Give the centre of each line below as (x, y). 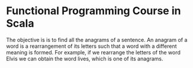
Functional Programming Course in (94, 11)
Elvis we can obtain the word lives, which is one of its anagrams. (85, 59)
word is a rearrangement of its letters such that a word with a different (91, 46)
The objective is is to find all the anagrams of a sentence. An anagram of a (97, 40)
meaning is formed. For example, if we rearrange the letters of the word (93, 52)
